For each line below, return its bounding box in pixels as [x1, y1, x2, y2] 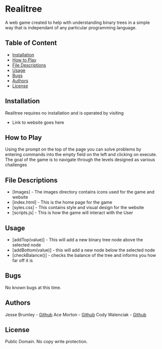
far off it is [12, 257, 33, 263]
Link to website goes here [12, 119, 64, 125]
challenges [5, 162, 27, 168]
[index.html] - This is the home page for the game [12, 199, 112, 205]
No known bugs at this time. [5, 284, 61, 291]
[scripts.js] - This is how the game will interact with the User [12, 210, 133, 215]
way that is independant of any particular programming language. [5, 24, 137, 30]
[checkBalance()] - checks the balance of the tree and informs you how [12, 252, 156, 258]
